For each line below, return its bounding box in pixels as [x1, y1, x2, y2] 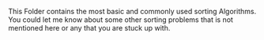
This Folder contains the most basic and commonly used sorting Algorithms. [8, 7, 257, 16]
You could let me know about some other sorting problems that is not [8, 15, 233, 24]
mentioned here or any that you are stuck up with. [8, 24, 171, 32]
